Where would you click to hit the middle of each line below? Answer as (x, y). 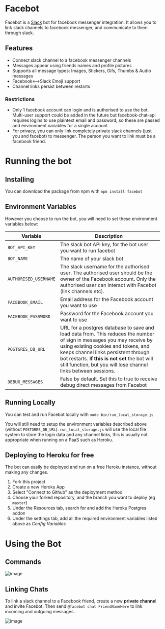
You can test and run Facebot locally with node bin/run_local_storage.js (79, 414)
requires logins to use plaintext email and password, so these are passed (86, 120)
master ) (20, 503)
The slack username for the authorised (105, 266)
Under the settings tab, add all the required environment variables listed (85, 518)
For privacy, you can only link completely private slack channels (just (82, 131)
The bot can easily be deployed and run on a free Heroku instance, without (81, 467)
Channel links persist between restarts (51, 86)
